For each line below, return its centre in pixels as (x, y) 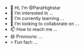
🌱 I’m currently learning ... (37, 18)
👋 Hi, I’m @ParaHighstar (35, 8)
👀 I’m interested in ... (32, 13)
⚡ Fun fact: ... (24, 42)
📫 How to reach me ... (34, 29)
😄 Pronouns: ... (26, 36)
